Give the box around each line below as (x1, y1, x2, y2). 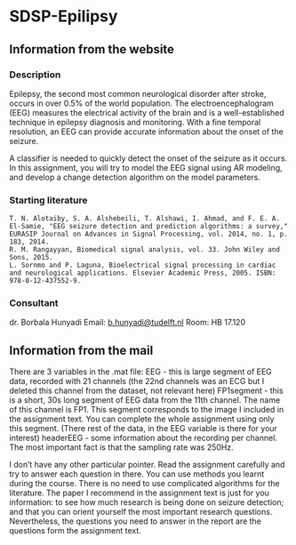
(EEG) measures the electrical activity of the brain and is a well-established (9, 107, 284, 117)
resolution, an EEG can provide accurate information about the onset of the (9, 126, 284, 137)
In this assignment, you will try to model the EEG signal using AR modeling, (9, 162, 283, 172)
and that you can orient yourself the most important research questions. (9, 507, 273, 517)
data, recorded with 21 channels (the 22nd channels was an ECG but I (9, 376, 265, 387)
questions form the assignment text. (9, 525, 142, 536)
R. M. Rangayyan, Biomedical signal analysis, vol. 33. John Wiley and (9, 245, 280, 254)
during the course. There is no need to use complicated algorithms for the (9, 478, 280, 489)
